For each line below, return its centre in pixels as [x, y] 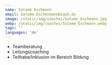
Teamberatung [27, 47]
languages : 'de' [22, 32]
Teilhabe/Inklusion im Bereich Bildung [50, 57]
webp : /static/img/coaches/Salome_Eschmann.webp [56, 23]
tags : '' [14, 28]
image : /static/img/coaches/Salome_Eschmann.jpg [56, 19]
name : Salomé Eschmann [28, 10]
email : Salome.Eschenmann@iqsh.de [41, 14]
